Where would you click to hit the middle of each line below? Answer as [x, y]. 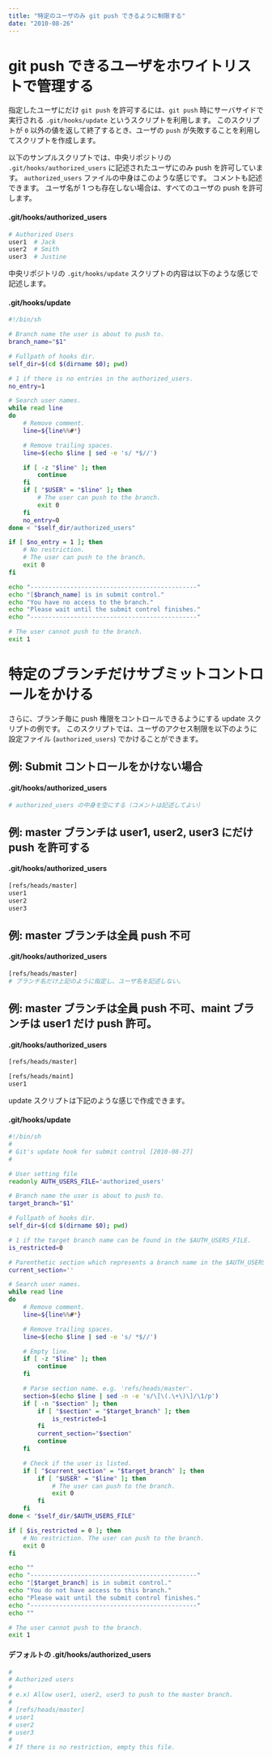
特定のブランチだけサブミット [108, 675]
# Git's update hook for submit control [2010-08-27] [101, 1151]
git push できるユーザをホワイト [116, 66]
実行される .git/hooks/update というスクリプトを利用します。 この [120, 120]
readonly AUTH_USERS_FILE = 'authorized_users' [86, 1181]
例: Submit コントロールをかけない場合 [106, 767]
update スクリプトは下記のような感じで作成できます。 [99, 1101]
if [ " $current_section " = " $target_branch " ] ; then [114, 1471]
